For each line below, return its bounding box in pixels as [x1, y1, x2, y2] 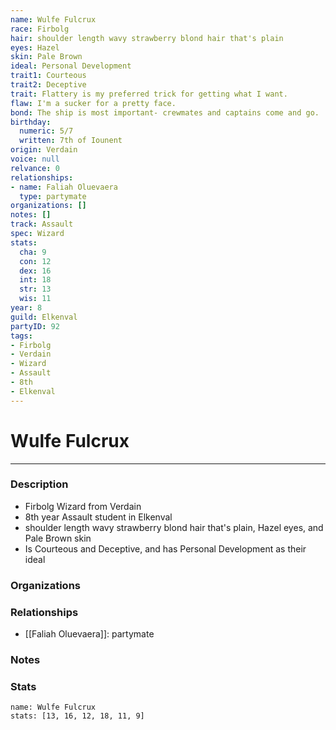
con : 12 [19, 256, 52, 266]
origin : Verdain [10, 145, 78, 155]
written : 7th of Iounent [19, 136, 123, 146]
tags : [10, 331, 33, 341]
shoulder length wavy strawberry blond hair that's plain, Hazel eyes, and [24, 521, 324, 533]
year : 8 [10, 303, 43, 313]
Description [10, 477, 69, 491]
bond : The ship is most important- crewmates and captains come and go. [10, 107, 320, 118]
